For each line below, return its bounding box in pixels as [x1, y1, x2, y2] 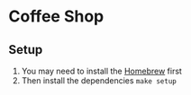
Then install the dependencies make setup [21, 75, 177, 86]
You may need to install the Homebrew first [21, 65, 182, 76]
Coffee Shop [8, 6, 105, 27]
